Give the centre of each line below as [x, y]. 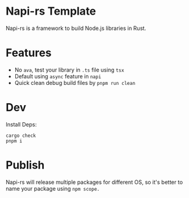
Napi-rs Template [51, 11]
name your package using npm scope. [53, 188]
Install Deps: [21, 124]
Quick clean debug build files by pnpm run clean [75, 82]
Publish [25, 165]
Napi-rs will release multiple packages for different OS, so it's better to [94, 182]
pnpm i [14, 141]
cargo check [21, 136]
